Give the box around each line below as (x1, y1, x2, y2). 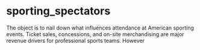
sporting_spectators (6, 4, 111, 18)
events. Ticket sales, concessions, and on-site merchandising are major (6, 30, 185, 37)
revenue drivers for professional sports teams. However (6, 37, 145, 44)
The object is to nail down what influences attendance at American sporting (6, 24, 194, 31)
